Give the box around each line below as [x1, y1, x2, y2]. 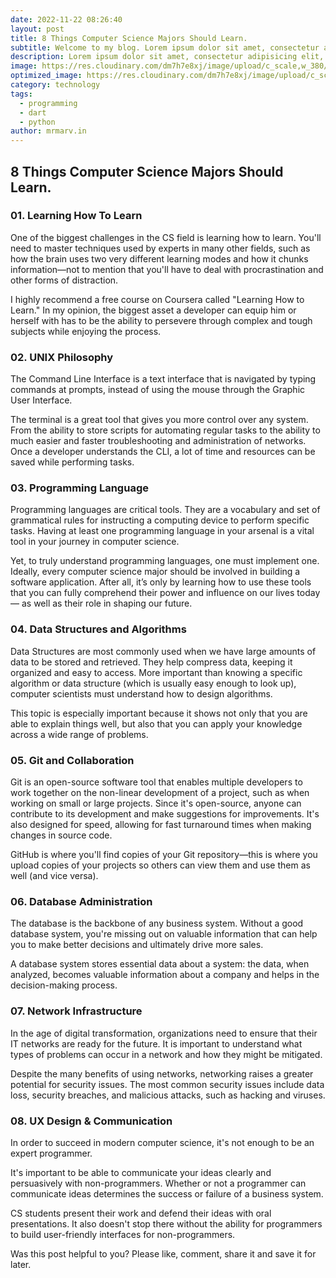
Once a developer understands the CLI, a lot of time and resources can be [10, 446, 316, 458]
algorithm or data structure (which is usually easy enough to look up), [10, 677, 297, 689]
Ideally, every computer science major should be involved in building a [10, 566, 301, 578]
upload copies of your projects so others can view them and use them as [10, 859, 311, 871]
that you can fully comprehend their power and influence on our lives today [10, 587, 321, 599]
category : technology [10, 80, 101, 90]
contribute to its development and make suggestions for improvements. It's [10, 808, 320, 820]
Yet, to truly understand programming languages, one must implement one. [10, 555, 320, 567]
